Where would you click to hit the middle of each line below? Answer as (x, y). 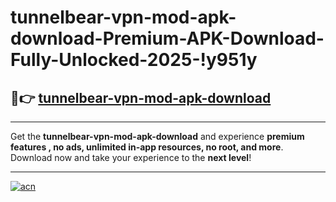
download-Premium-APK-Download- (167, 38)
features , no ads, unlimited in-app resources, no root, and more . (147, 147)
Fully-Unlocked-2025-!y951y (134, 60)
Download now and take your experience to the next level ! (131, 157)
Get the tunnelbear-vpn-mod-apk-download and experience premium (157, 136)
